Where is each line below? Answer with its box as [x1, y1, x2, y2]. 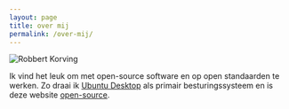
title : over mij [9, 21, 69, 30]
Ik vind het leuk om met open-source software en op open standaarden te [9, 71, 280, 82]
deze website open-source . [9, 90, 110, 100]
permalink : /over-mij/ [9, 29, 93, 38]
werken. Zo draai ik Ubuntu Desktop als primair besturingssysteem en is [9, 81, 274, 91]
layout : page [9, 12, 58, 22]
